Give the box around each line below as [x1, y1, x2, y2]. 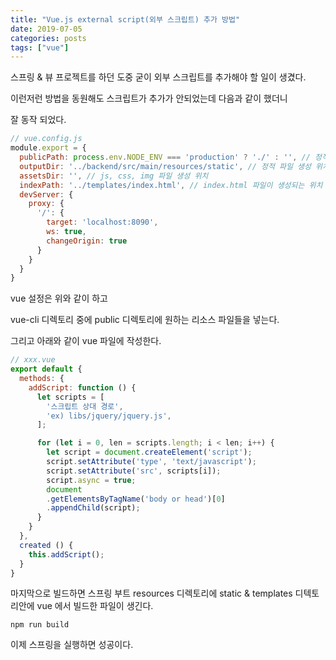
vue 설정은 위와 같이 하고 [10, 292, 108, 305]
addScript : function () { [28, 382, 137, 393]
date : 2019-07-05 [10, 24, 83, 34]
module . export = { [10, 143, 87, 153]
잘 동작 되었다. [10, 114, 67, 126]
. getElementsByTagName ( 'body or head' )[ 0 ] [46, 494, 226, 504]
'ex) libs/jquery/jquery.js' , [46, 411, 172, 421]
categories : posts [10, 33, 87, 43]
